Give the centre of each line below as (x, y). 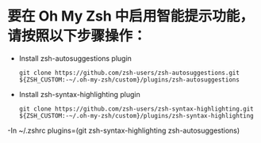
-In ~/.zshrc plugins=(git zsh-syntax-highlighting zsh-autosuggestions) (124, 130)
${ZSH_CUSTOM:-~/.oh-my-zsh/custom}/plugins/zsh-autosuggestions (129, 80)
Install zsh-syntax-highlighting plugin (79, 94)
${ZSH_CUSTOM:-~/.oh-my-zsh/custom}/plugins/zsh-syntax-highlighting (136, 115)
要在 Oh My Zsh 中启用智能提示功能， (131, 16)
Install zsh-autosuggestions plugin (75, 58)
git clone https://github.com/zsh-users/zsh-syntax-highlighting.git (136, 109)
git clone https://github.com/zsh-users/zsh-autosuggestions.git (129, 73)
